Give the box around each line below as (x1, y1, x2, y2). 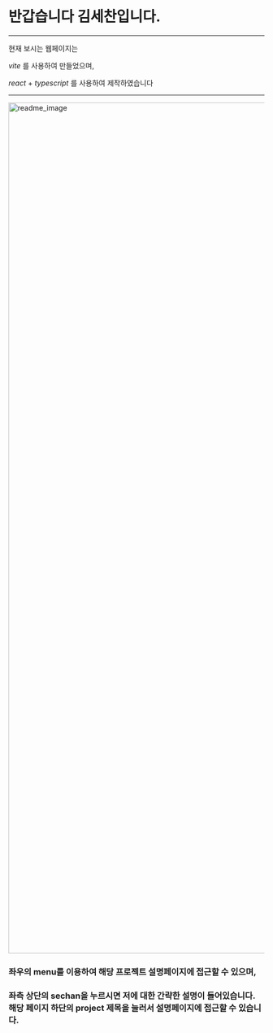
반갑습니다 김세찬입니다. (8, 7, 161, 26)
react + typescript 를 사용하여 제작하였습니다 (8, 78, 154, 88)
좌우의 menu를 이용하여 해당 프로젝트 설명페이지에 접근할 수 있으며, (8, 965, 257, 977)
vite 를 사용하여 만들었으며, (8, 60, 95, 70)
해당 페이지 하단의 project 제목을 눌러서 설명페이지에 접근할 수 (8, 1002, 237, 1013)
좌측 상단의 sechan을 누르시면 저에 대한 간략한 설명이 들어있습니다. (8, 990, 256, 1001)
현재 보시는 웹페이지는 (8, 43, 79, 53)
